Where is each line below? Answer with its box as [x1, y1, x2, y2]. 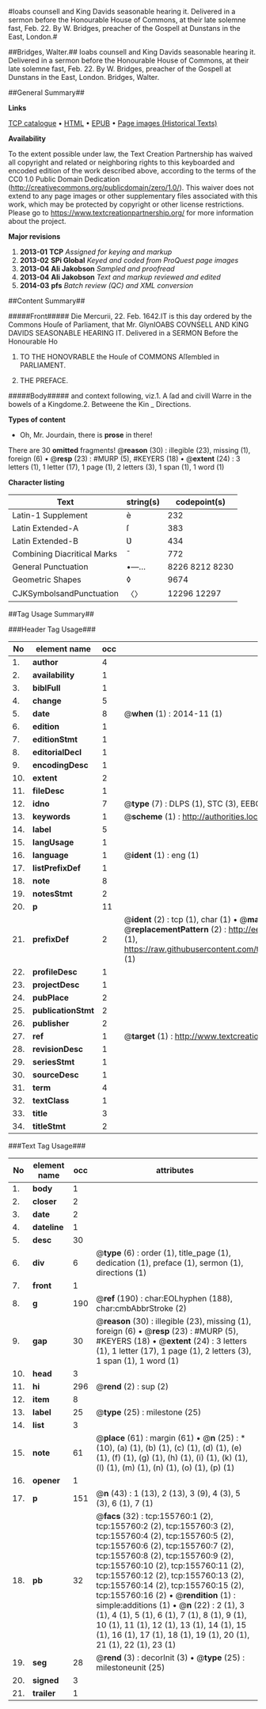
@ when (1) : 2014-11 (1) [123, 708, 223, 719]
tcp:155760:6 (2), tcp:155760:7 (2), [96, 1540, 234, 1551]
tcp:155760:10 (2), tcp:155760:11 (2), [96, 1560, 245, 1570]
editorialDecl [32, 747, 82, 758]
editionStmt [32, 734, 78, 745]
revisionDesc [32, 1044, 83, 1054]
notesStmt [32, 888, 73, 899]
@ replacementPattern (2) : [123, 924, 227, 935]
